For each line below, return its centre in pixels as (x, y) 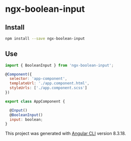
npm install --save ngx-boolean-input (45, 38)
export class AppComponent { (35, 101)
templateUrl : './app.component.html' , (50, 83)
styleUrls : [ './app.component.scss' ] (48, 88)
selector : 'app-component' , (39, 79)
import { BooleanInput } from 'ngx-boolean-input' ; (59, 65)
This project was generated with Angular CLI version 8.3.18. (65, 134)
